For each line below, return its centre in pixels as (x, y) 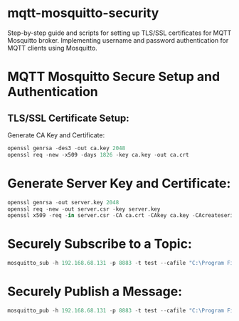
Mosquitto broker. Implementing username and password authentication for (118, 40)
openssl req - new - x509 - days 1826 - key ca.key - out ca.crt (99, 154)
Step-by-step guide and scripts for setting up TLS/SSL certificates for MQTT (119, 33)
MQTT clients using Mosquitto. (52, 48)
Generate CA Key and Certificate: (56, 135)
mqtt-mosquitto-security (83, 13)
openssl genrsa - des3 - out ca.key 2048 (67, 148)
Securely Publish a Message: (95, 291)
